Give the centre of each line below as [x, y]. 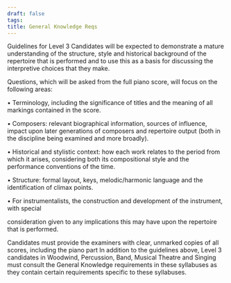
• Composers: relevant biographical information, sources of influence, [107, 124]
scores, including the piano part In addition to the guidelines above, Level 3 [114, 250]
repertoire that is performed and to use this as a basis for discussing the [110, 61]
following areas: [30, 89]
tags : [15, 20]
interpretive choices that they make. [59, 68]
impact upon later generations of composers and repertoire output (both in [114, 131]
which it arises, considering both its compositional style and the [98, 159]
